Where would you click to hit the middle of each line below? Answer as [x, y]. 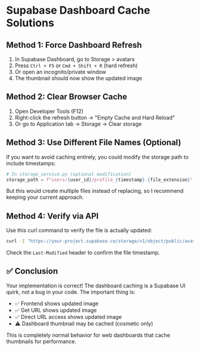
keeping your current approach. [45, 198]
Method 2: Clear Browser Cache [67, 97]
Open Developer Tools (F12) [49, 111]
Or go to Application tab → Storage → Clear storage [78, 124]
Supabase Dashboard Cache [78, 10]
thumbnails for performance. [41, 341]
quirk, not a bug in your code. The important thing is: [71, 292]
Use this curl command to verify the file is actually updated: [79, 230]
